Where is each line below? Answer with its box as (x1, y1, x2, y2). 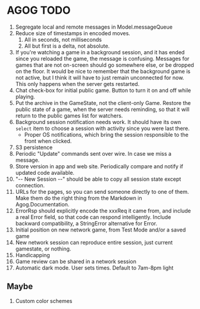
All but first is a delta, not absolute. (24, 42, 110, 50)
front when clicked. (24, 137, 72, 144)
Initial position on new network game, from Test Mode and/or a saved (15, 226, 186, 233)
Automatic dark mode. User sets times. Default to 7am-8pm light (15, 264, 174, 271)
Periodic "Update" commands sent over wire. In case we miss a (15, 150, 172, 157)
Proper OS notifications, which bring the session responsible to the (24, 131, 189, 138)
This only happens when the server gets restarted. (15, 80, 140, 87)
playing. (15, 93, 35, 100)
